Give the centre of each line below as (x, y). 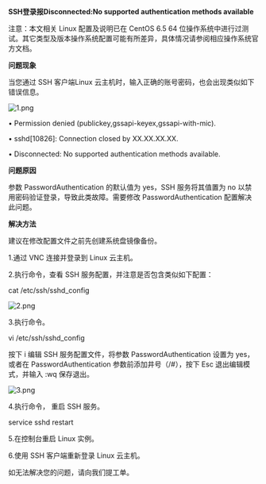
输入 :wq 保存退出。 (61, 374)
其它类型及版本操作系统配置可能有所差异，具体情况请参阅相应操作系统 (137, 38)
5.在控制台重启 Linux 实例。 (54, 438)
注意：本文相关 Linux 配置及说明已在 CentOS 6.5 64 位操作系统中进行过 (125, 29)
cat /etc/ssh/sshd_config (49, 290)
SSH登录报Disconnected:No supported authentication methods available (131, 12)
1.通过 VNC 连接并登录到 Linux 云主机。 (73, 257)
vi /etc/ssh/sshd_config (46, 338)
